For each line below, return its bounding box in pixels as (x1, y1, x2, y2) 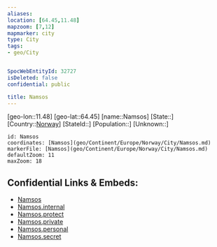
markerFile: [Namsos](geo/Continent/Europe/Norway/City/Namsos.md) (7, 146, 209, 153)
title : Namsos (7, 93, 49, 100)
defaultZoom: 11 (7, 151, 55, 159)
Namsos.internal (17, 203, 65, 211)
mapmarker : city (7, 29, 55, 37)
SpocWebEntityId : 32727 (7, 68, 77, 75)
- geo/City (7, 50, 39, 57)
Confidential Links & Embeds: (7, 177, 139, 188)
